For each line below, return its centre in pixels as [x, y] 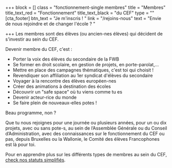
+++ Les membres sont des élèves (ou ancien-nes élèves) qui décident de [84, 34]
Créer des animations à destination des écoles [62, 86]
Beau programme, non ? [31, 113]
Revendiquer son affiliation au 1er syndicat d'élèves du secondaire [83, 76]
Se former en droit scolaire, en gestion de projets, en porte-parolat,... [86, 64]
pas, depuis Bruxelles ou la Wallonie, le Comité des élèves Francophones [83, 139]
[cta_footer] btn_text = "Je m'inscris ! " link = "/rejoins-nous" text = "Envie [83, 18]
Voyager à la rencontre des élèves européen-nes [64, 81]
